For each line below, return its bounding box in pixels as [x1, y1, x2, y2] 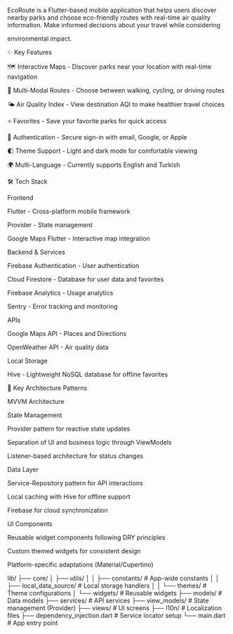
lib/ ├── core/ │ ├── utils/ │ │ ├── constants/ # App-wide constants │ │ [7, 574, 220, 582]
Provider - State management [7, 221, 93, 229]
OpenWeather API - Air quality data [7, 343, 109, 351]
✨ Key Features [7, 48, 53, 56]
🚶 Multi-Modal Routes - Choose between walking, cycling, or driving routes [7, 86, 225, 94]
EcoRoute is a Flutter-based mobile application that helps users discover [7, 6, 217, 14]
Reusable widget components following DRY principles [7, 533, 166, 541]
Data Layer [7, 466, 39, 473]
